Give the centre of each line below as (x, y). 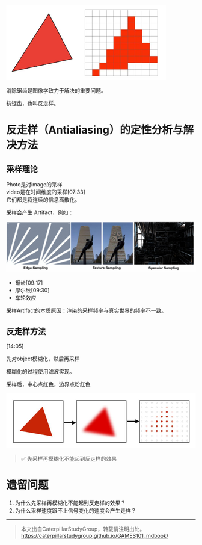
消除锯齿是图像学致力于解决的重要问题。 (56, 91)
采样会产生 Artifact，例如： (40, 212)
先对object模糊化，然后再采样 (43, 359)
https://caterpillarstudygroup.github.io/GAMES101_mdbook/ (95, 536)
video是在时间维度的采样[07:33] (46, 192)
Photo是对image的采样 (34, 185)
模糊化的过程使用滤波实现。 (41, 372)
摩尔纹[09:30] (32, 291)
